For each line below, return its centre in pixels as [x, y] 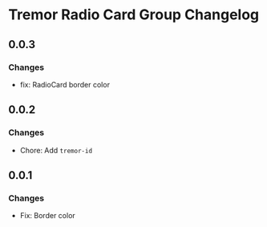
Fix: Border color [48, 216]
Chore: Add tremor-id [56, 150]
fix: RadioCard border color [65, 84]
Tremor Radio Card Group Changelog [134, 15]
